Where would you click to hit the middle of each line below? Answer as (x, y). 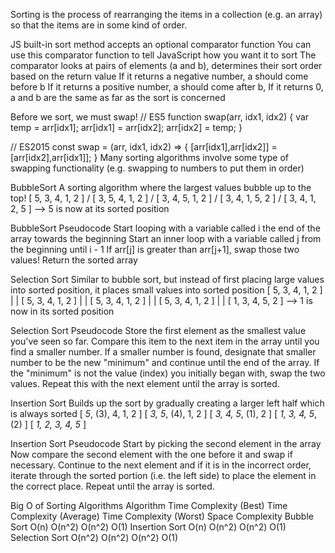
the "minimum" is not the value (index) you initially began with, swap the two (168, 373)
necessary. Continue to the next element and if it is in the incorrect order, (161, 465)
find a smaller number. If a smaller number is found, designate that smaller (163, 352)
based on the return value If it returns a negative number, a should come (159, 76)
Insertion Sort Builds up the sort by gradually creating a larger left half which (167, 403)
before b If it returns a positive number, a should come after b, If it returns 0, (167, 87)
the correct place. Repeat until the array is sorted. (112, 486)
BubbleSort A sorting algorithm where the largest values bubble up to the (161, 187)
